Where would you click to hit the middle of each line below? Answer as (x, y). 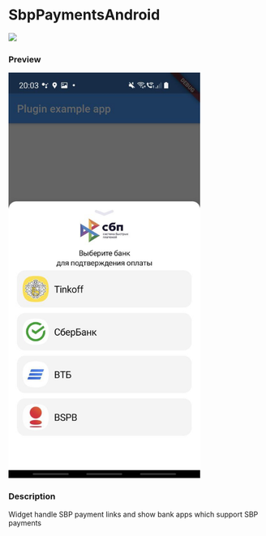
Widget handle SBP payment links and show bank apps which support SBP (133, 514)
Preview (25, 59)
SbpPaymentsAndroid (84, 15)
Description (32, 496)
